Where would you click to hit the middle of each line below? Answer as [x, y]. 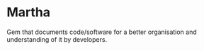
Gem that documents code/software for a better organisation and [102, 32]
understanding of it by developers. [57, 39]
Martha [29, 12]
